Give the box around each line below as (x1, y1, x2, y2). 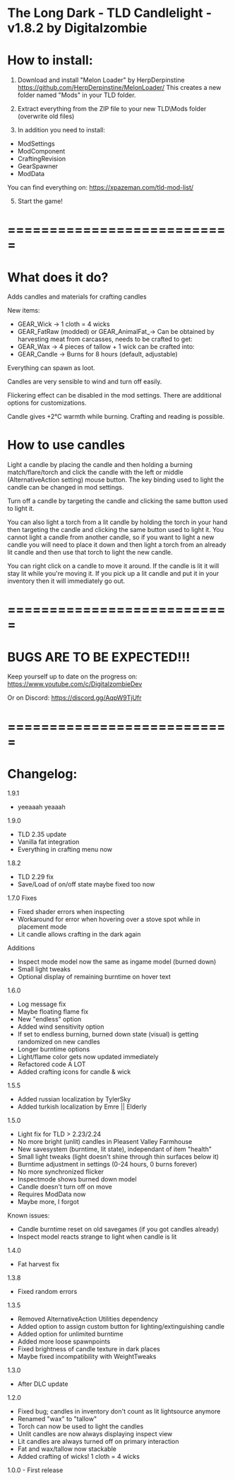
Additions (7, 944, 35, 952)
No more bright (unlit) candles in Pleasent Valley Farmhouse (17, 1138, 193, 1146)
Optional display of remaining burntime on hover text (17, 973, 171, 981)
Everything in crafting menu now (17, 845, 113, 854)
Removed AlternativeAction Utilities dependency (17, 1314, 159, 1324)
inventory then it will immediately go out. (7, 577, 126, 585)
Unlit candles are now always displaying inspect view (17, 1430, 173, 1438)
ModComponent (17, 147, 66, 156)
